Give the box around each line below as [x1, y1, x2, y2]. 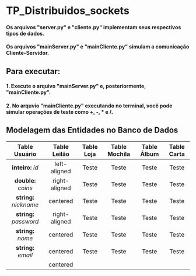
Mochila [107, 150, 130, 158]
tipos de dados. [6, 30, 45, 37]
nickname [11, 200, 39, 208]
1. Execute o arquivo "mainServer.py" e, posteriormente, [6, 83, 146, 90]
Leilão [52, 150, 70, 158]
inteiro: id [12, 163, 39, 172]
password [11, 217, 39, 225]
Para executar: [6, 66, 61, 76]
